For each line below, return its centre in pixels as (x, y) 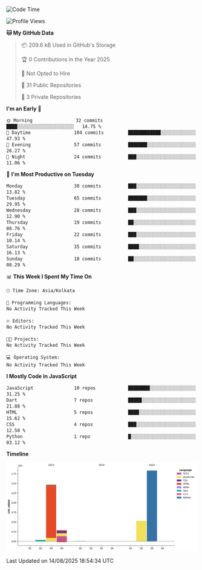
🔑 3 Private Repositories (51, 97)
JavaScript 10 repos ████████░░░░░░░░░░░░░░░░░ (101, 388)
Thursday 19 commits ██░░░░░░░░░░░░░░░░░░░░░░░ (101, 223)
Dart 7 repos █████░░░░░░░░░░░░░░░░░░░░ (101, 400)
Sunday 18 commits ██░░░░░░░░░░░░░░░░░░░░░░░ (101, 259)
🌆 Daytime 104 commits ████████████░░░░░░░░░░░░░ (101, 133)
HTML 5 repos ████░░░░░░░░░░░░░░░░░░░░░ (101, 412)
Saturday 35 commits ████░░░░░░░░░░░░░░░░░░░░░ (101, 247)
